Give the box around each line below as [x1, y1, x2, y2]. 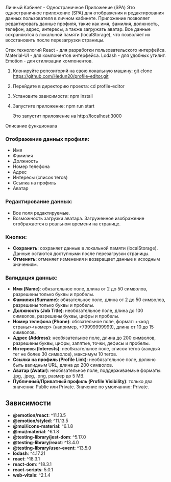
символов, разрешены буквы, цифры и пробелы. [12, 313, 120, 319]
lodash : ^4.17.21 [12, 450, 46, 456]
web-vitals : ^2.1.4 [12, 472, 51, 478]
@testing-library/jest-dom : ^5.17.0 [12, 434, 86, 440]
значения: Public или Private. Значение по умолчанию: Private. [12, 384, 149, 390]
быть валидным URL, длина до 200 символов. [12, 362, 113, 368]
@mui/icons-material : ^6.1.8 [12, 423, 73, 429]
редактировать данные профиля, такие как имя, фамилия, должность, [5, 20, 159, 27]
